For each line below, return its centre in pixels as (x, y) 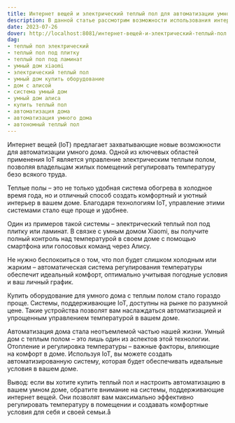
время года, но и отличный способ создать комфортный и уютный (107, 195)
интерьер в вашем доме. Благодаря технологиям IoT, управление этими (116, 202)
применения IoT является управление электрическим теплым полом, (112, 159)
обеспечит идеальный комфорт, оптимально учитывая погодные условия (117, 275)
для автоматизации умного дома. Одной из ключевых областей (103, 152)
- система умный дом (37, 92)
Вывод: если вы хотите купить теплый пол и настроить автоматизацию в (116, 382)
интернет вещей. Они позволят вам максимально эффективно (100, 397)
